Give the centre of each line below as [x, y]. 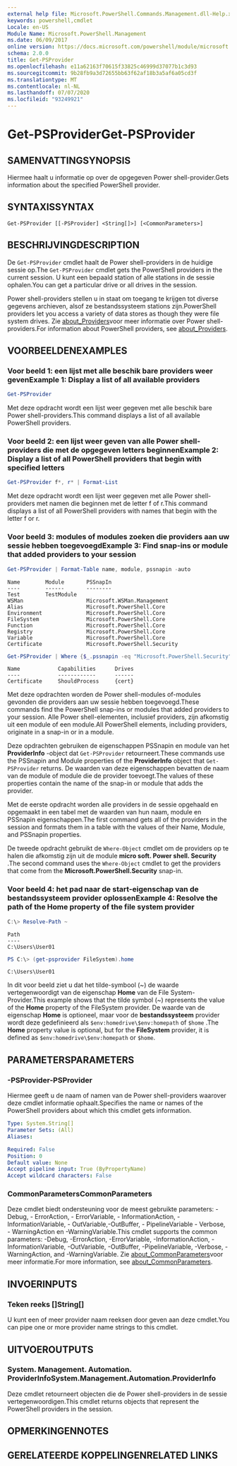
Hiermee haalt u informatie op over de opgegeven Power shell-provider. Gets [118, 177]
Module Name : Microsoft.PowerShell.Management [77, 34]
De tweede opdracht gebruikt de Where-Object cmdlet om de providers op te [118, 848]
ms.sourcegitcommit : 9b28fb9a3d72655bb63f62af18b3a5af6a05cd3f [102, 73]
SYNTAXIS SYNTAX [51, 207]
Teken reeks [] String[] [46, 1304]
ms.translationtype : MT [42, 80]
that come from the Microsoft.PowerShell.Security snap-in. [95, 871]
